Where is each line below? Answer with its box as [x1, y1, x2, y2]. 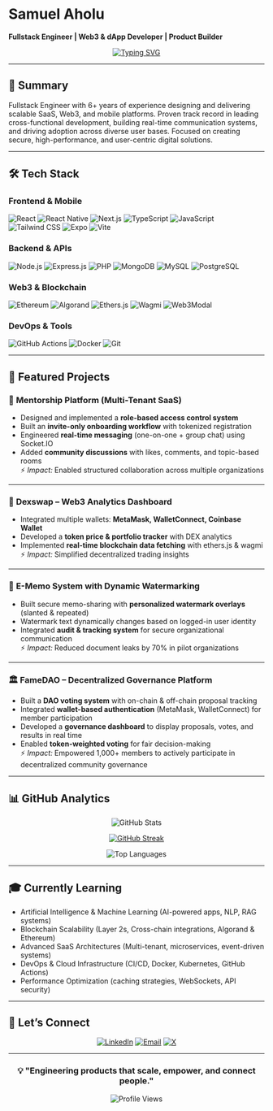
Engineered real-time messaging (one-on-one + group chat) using [19, 430, 245, 440]
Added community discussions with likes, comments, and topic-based [19, 448, 260, 458]
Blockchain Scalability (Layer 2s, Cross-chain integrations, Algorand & [19, 924, 255, 934]
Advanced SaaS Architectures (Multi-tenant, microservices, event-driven [19, 941, 265, 951]
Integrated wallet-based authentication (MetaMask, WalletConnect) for [19, 704, 262, 714]
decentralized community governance [19, 759, 148, 769]
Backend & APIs [8, 243, 72, 254]
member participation [19, 713, 93, 723]
